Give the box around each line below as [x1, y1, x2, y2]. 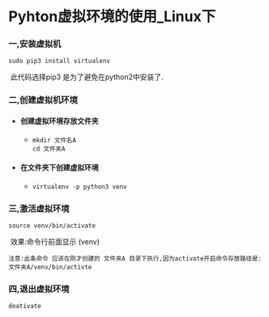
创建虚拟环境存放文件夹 [19, 116, 99, 125]
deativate [8, 302, 42, 311]
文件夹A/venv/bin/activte [8, 264, 92, 272]
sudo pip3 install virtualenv [8, 57, 111, 66]
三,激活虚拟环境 [8, 203, 70, 214]
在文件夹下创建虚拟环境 [19, 163, 99, 172]
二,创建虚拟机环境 [8, 95, 79, 106]
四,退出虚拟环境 [8, 284, 70, 295]
